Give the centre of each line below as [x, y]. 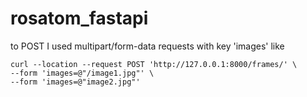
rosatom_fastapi [79, 18]
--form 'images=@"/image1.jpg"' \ [82, 73]
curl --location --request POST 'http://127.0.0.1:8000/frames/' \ [154, 64]
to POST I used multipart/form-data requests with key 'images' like [147, 46]
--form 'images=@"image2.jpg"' [75, 82]
